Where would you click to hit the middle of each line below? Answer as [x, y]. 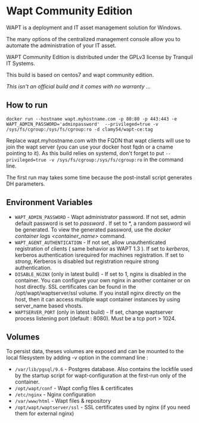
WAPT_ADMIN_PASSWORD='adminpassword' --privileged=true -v [83, 124]
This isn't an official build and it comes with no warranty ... [78, 86]
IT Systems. [21, 63]
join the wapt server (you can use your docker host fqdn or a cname [90, 147]
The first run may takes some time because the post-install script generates [99, 177]
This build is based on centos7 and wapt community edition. [80, 75]
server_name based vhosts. [49, 305]
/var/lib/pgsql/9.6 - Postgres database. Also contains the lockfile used [104, 369]
